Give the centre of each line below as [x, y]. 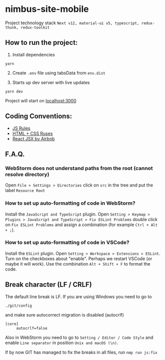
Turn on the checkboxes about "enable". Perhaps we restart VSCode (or [79, 259]
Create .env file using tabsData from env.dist [59, 73]
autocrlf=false [32, 328]
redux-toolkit [35, 27]
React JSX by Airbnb [33, 138]
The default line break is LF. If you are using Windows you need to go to [79, 296]
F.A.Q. [15, 154]
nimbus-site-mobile [47, 9]
